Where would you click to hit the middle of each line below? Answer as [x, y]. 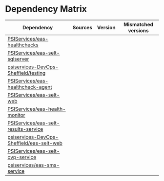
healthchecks [23, 45]
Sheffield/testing [27, 73]
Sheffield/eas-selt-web [35, 143]
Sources [82, 27]
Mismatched [139, 24]
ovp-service [22, 157]
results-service [25, 129]
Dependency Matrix [46, 9]
